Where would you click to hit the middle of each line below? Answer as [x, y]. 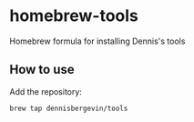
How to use [42, 70]
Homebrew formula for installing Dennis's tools [97, 41]
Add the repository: [46, 91]
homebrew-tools [74, 16]
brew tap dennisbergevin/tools [69, 108]
